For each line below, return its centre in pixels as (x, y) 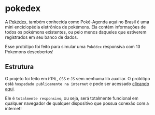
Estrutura (20, 67)
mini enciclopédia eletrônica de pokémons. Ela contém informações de (76, 27)
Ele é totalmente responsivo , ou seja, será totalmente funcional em (72, 98)
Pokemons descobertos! (29, 52)
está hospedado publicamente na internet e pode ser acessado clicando (77, 84)
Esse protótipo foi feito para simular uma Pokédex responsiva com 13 (73, 46)
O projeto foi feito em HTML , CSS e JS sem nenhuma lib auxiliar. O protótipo (78, 78)
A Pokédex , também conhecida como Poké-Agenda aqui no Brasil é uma (77, 22)
